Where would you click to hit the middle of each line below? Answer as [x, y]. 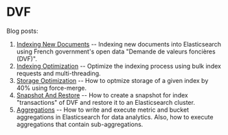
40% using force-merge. [52, 88]
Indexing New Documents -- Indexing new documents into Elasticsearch [118, 44]
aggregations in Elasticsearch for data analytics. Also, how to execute [115, 116]
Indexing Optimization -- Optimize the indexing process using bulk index [118, 66]
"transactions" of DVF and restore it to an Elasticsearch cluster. [105, 102]
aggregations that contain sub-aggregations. [80, 124]
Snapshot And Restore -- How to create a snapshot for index [102, 95]
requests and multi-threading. [58, 73]
